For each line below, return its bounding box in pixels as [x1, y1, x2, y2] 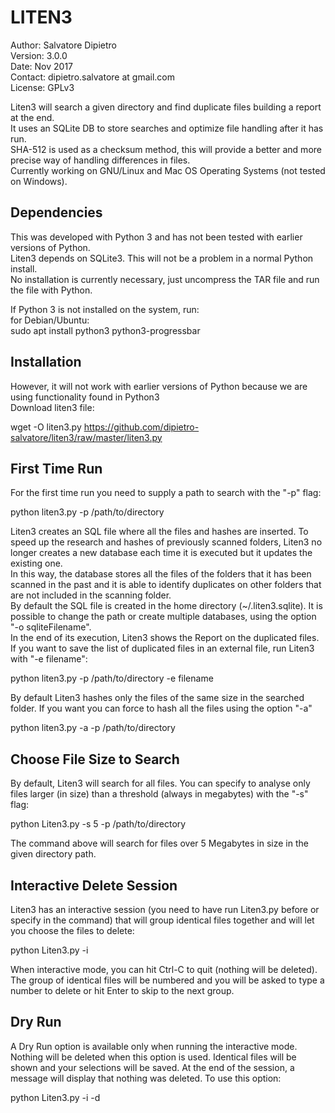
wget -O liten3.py [10, 421, 82, 433]
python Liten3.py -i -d [10, 1091, 101, 1103]
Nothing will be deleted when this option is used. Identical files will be [10, 1051, 297, 1063]
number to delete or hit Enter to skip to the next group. [10, 985, 235, 996]
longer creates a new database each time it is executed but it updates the [10, 547, 313, 559]
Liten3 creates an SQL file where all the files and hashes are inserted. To [10, 526, 309, 538]
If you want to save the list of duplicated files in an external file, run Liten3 [10, 642, 315, 655]
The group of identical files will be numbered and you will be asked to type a [10, 974, 325, 986]
